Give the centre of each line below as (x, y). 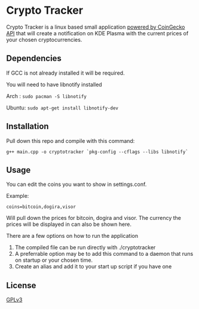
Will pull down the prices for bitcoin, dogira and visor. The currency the (94, 218)
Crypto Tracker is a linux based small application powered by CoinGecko (96, 27)
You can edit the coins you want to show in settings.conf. (76, 184)
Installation (27, 126)
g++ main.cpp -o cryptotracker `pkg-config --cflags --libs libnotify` (97, 152)
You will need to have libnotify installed (54, 84)
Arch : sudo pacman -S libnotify (46, 96)
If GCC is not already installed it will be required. (65, 73)
